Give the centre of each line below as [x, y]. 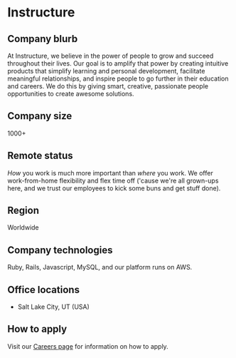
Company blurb [43, 39]
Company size [40, 116]
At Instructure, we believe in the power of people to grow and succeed [111, 56]
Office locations [44, 290]
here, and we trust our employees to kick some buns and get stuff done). [114, 188]
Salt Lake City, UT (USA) [54, 307]
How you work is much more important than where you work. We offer [110, 173]
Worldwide [23, 227]
